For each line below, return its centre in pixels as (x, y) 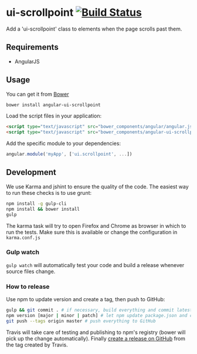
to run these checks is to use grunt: (49, 193)
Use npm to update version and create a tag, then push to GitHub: (86, 299)
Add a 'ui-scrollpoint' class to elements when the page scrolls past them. (94, 29)
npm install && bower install (43, 209)
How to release (28, 286)
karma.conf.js (23, 238)
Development (31, 172)
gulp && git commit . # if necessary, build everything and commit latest (99, 310)
